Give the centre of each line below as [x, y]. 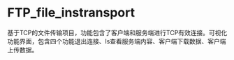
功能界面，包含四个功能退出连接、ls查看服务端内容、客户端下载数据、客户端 [117, 41]
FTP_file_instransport [71, 13]
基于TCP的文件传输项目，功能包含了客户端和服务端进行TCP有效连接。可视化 [117, 32]
